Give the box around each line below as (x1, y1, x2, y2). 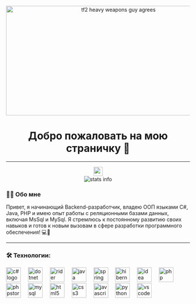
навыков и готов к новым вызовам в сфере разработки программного (6, 222, 183, 229)
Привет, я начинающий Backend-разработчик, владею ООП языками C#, (6, 203, 188, 210)
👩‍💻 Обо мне (6, 190, 41, 198)
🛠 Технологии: (6, 251, 51, 260)
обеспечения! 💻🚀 (6, 229, 51, 236)
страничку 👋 (66, 142, 130, 155)
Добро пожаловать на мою (28, 129, 168, 143)
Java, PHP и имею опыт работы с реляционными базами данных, (6, 210, 169, 217)
